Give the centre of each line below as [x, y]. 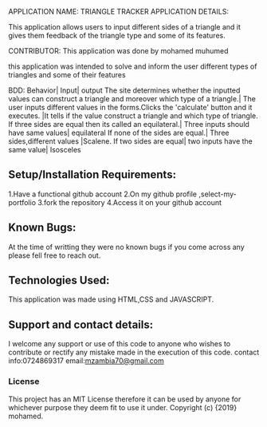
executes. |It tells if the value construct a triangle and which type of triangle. [133, 116]
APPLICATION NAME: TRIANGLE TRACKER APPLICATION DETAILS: [119, 12]
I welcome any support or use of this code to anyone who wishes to [120, 344]
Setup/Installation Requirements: [92, 175]
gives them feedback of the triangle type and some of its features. [117, 36]
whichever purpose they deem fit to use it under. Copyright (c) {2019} [123, 407]
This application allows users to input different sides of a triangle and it [125, 27]
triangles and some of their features [67, 75]
